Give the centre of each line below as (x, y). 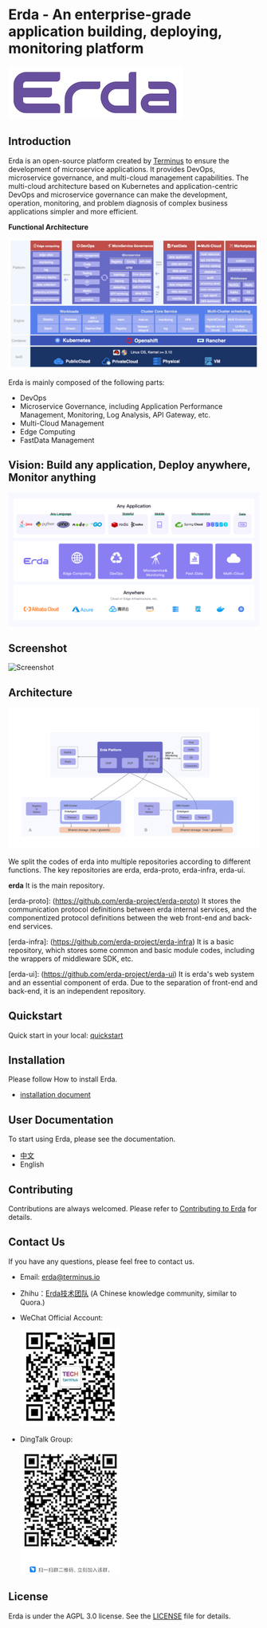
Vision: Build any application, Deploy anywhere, (130, 465)
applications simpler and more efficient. (73, 211)
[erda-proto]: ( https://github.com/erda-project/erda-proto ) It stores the (125, 900)
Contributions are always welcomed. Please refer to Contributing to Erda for (133, 1208)
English (32, 1164)
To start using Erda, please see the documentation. (92, 1139)
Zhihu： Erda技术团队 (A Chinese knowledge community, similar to (128, 1293)
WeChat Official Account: (61, 1317)
